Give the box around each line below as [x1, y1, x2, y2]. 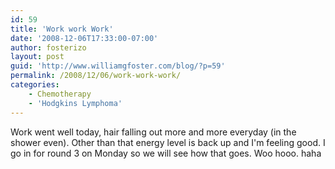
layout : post [10, 52, 65, 62]
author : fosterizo [10, 42, 87, 53]
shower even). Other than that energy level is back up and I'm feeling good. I [10, 136, 326, 148]
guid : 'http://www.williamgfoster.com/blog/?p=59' [10, 61, 226, 71]
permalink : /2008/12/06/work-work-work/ [10, 71, 182, 81]
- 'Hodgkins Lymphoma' [28, 98, 123, 108]
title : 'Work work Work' [10, 24, 114, 34]
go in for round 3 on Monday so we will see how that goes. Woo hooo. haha [10, 147, 322, 159]
